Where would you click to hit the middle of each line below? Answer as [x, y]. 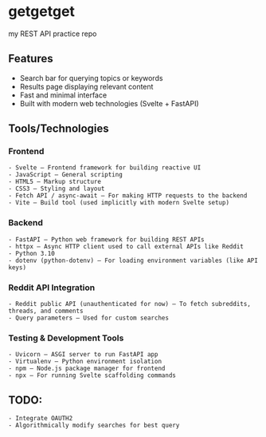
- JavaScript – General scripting [66, 175]
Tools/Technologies [59, 129]
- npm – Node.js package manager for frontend [87, 369]
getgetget [42, 12]
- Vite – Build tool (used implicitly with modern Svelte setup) [119, 203]
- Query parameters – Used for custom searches [89, 318]
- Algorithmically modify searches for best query [94, 426]
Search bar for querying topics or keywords [91, 77]
